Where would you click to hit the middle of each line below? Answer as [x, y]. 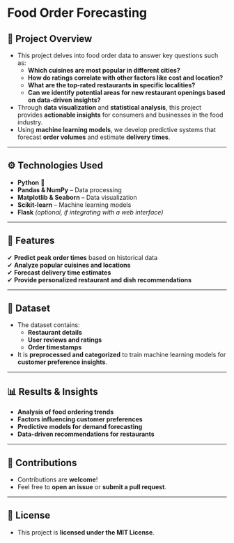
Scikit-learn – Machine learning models [74, 205]
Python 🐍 [31, 182]
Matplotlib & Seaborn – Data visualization [77, 197]
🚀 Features [31, 241]
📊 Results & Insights [53, 392]
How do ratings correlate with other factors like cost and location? [125, 78]
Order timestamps [55, 347]
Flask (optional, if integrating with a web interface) [90, 212]
